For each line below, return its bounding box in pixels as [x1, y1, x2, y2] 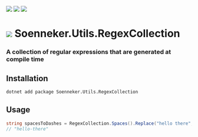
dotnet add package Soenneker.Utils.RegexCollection [6, 89, 138, 95]
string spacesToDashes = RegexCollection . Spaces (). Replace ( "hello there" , [6, 121, 194, 126]
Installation [6, 73, 48, 83]
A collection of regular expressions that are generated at [6, 48, 171, 56]
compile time [6, 55, 44, 64]
